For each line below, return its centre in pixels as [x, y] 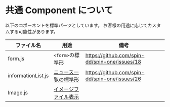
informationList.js [28, 75]
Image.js [18, 92]
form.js [16, 59]
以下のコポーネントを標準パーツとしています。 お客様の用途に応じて [76, 25]
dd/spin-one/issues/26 [113, 79]
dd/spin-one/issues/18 [113, 62]
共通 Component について [59, 10]
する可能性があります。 [34, 31]
